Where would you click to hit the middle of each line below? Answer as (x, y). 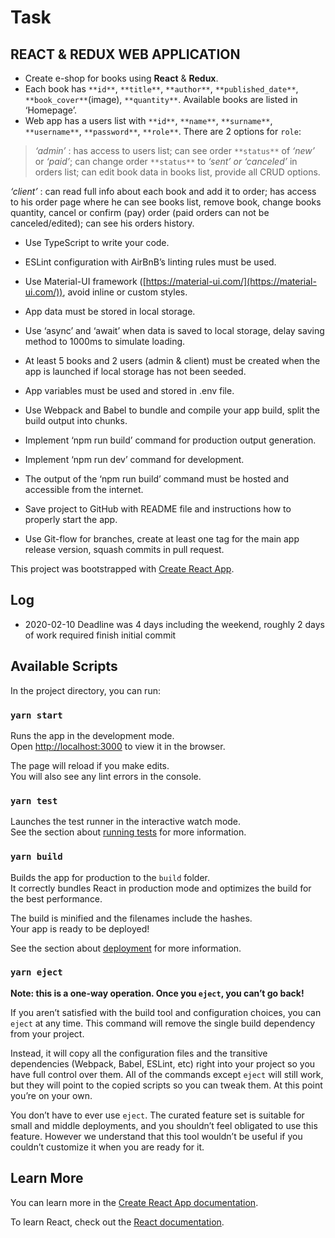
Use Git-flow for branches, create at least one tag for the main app (162, 539)
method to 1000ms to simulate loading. (105, 341)
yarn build (36, 857)
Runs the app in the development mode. (92, 735)
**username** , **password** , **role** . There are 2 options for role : (163, 131)
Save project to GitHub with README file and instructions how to (158, 509)
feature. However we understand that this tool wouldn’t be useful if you (156, 1136)
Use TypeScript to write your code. (97, 242)
